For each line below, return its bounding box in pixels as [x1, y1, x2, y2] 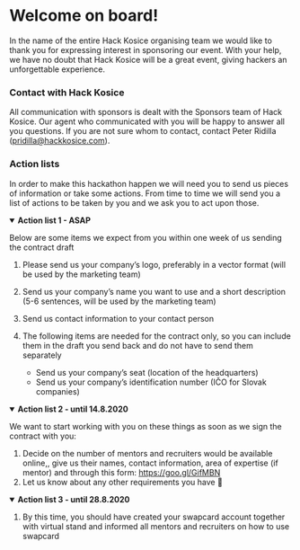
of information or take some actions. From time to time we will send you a [9, 188, 281, 199]
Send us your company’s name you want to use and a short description [22, 286, 286, 297]
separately [22, 350, 62, 360]
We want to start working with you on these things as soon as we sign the [9, 421, 282, 431]
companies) [35, 386, 81, 396]
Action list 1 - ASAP [17, 215, 92, 226]
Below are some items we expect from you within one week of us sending [9, 232, 283, 243]
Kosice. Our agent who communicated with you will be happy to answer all [9, 116, 286, 127]
